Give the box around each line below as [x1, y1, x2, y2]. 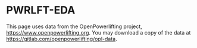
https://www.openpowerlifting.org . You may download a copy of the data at [6, 29, 191, 36]
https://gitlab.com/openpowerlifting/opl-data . [6, 35, 117, 42]
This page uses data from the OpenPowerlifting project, [6, 23, 143, 30]
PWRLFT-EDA [6, 4, 76, 17]
